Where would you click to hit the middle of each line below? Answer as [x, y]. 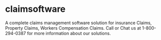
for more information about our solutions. [69, 33]
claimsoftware [35, 9]
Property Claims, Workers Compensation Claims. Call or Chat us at [73, 28]
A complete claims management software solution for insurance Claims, [79, 23]
